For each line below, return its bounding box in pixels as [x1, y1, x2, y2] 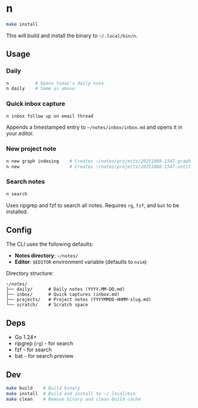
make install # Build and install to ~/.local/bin [6, 390, 136, 397]
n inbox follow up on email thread [6, 113, 94, 119]
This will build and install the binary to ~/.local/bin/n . [6, 32, 138, 39]
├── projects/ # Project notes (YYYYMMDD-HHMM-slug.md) [6, 297, 151, 303]
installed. [6, 208, 28, 215]
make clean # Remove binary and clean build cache [6, 396, 141, 402]
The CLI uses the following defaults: [6, 241, 94, 248]
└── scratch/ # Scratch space [6, 302, 88, 308]
